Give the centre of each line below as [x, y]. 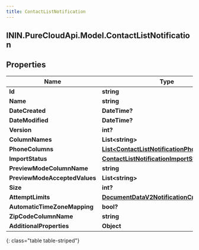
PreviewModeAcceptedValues [53, 178]
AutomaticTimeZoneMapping [51, 206]
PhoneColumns [31, 149]
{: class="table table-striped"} [43, 241]
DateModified [29, 120]
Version [20, 129]
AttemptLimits [30, 197]
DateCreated [28, 111]
